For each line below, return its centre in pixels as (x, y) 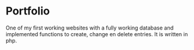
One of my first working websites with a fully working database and (90, 28)
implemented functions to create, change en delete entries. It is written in (97, 34)
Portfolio (28, 11)
